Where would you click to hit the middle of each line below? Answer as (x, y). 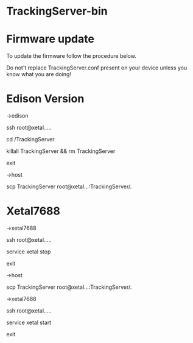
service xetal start (29, 322)
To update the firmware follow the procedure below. (72, 56)
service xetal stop (29, 252)
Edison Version (45, 99)
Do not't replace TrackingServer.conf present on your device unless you (97, 68)
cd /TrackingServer (30, 140)
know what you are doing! (39, 74)
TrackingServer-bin (57, 11)
